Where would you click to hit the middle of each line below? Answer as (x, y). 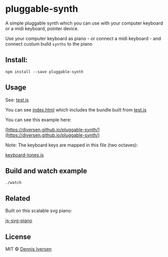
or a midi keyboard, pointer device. (42, 28)
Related (18, 198)
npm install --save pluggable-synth (44, 72)
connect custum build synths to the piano (49, 44)
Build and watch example (46, 171)
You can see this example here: (38, 120)
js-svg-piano (19, 221)
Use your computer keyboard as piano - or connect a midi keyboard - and (83, 38)
